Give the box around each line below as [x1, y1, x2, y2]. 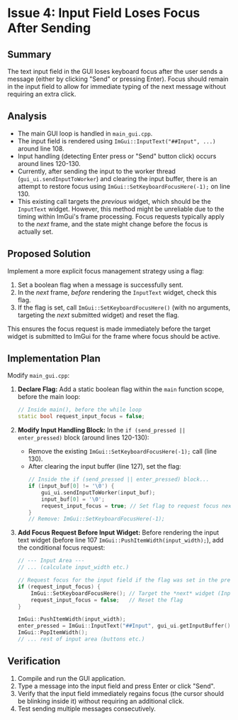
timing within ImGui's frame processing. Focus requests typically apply [17, 212, 225, 221]
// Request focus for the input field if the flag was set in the [17, 577, 218, 584]
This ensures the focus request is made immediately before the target [7, 324, 211, 333]
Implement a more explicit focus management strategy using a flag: [7, 266, 204, 275]
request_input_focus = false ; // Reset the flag [30, 596, 183, 604]
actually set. [17, 227, 54, 236]
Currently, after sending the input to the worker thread [17, 167, 176, 175]
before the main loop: [17, 393, 81, 401]
